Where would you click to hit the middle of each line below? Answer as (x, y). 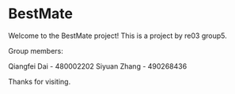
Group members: (36, 51)
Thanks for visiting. (40, 81)
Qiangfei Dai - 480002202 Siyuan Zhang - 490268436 (98, 66)
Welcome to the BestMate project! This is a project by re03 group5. (117, 36)
